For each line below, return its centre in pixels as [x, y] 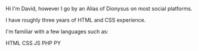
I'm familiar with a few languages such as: [57, 31]
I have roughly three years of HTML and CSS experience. [76, 20]
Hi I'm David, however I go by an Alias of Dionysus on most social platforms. [99, 9]
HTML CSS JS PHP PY [33, 43]
